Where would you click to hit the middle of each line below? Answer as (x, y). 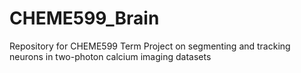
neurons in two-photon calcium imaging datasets (110, 56)
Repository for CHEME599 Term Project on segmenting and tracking (150, 46)
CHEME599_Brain (84, 18)
